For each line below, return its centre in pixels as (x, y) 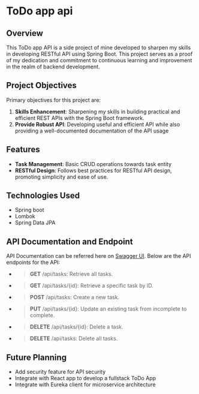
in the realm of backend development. (53, 67)
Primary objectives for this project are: (53, 100)
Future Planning (37, 357)
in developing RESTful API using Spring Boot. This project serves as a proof (99, 54)
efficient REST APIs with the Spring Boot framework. (80, 118)
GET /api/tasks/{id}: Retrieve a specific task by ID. (92, 285)
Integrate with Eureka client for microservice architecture (85, 384)
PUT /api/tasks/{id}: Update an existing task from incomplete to (108, 309)
